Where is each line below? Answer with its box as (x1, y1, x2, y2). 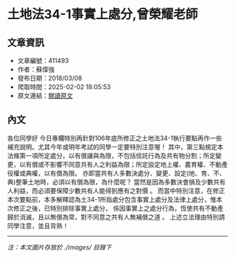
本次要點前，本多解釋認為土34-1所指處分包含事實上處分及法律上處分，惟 (7, 195, 217, 203)
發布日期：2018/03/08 (17, 74, 83, 82)
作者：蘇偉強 (17, 65, 55, 74)
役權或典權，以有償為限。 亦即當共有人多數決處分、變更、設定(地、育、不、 (7, 169, 226, 177)
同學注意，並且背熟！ (7, 222, 69, 230)
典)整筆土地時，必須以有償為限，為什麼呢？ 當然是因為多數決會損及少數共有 (7, 177, 226, 186)
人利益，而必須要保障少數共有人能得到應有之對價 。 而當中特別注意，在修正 (7, 186, 225, 195)
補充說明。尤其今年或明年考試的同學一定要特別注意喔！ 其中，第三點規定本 (7, 142, 224, 151)
